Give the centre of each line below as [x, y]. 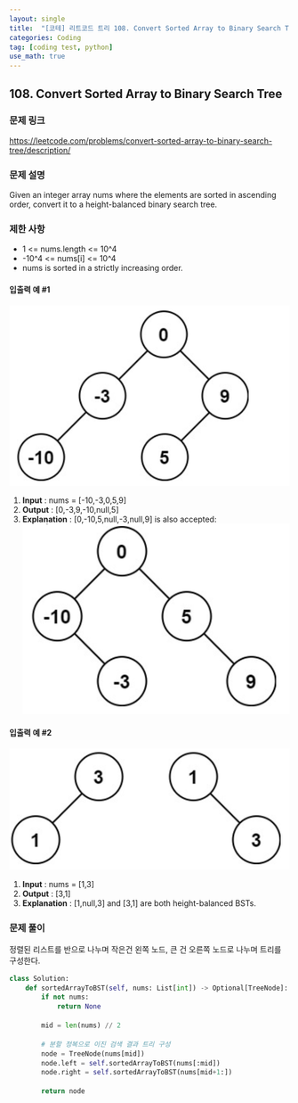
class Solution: [39, 978]
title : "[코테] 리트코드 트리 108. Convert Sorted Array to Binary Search [145, 28]
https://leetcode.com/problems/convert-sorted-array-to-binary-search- [141, 140]
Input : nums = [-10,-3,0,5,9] [74, 500]
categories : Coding [45, 37]
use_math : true [37, 57]
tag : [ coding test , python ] [61, 47]
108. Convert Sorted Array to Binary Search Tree [146, 94]
